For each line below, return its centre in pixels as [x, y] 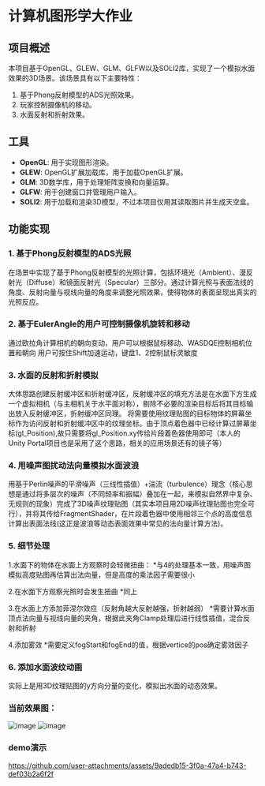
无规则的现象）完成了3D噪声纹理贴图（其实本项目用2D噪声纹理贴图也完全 [128, 504]
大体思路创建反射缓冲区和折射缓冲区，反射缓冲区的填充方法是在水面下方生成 [132, 394]
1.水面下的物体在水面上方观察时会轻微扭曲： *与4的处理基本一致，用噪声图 [129, 564]
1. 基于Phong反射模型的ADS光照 [70, 253]
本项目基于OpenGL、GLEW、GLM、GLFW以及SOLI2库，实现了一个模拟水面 [131, 68]
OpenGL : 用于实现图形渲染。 [66, 162]
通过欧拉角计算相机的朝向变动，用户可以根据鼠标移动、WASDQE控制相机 [127, 342]
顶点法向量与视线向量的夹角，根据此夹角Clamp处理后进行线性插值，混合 [126, 618]
